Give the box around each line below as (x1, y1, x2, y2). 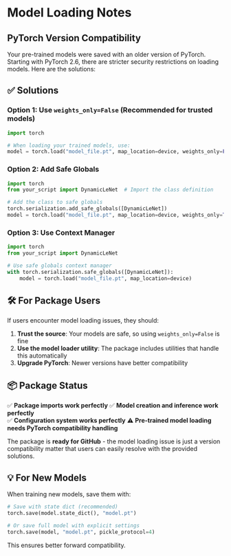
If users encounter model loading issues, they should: (7, 316, 159, 325)
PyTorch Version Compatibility (7, 32, 141, 44)
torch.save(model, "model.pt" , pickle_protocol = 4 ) (7, 529, 155, 535)
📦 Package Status (7, 380, 88, 391)
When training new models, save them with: (7, 490, 131, 498)
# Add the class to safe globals (7, 199, 103, 206)
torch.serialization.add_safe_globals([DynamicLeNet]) (7, 205, 168, 212)
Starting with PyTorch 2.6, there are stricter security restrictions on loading (7, 58, 219, 66)
